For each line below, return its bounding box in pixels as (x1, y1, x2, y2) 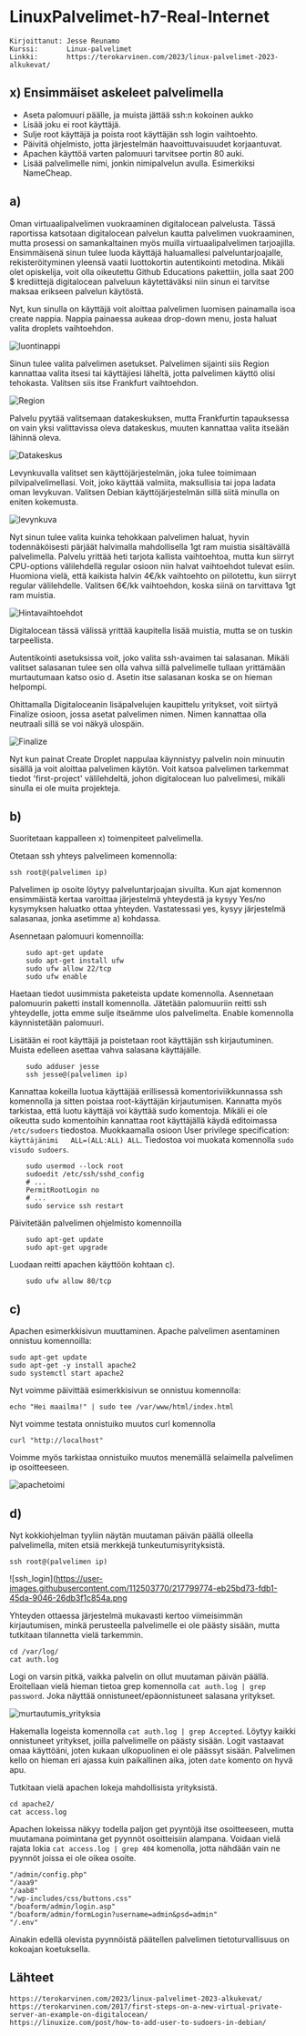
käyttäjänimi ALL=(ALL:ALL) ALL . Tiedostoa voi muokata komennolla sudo (9, 1135, 294, 1145)
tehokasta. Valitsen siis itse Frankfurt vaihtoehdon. (9, 377, 199, 388)
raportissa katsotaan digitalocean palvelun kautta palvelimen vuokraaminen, (9, 228, 295, 239)
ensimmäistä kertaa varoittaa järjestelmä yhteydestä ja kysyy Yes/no (9, 894, 266, 905)
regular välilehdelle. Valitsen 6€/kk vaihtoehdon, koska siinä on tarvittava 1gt (9, 580, 296, 591)
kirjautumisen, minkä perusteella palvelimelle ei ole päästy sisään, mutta (9, 1620, 280, 1631)
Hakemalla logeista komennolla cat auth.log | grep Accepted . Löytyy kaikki (9, 1726, 296, 1736)
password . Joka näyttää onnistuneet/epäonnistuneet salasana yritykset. (9, 1691, 276, 1701)
